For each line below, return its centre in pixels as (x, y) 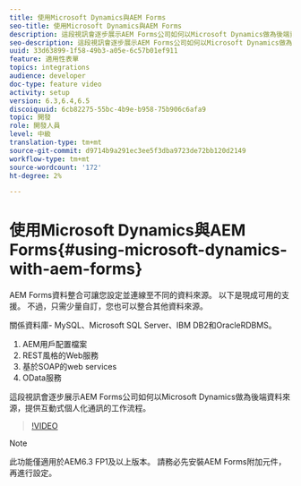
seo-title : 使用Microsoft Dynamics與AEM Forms (95, 26)
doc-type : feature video (56, 84)
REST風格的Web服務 (60, 355)
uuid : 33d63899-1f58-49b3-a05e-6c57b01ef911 (94, 51)
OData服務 (42, 378)
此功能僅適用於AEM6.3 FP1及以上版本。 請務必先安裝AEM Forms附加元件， (148, 462)
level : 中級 (30, 134)
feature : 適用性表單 (44, 59)
